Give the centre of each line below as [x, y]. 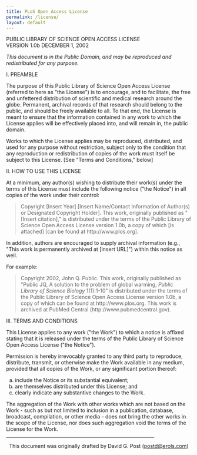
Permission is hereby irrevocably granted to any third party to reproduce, [95, 356]
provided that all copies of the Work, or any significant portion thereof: [91, 369]
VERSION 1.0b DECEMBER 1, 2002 [48, 45]
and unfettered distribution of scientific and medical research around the [94, 98]
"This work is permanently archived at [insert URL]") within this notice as [94, 249]
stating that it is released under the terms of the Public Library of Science [95, 338]
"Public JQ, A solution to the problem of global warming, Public [97, 285]
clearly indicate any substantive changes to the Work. [80, 393]
